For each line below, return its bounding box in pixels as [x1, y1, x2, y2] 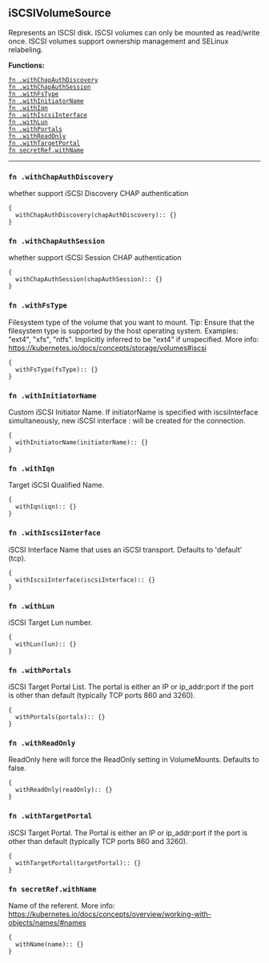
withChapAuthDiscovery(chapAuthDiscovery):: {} [15, 211, 178, 219]
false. [8, 763, 26, 773]
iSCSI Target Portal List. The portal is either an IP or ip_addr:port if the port [8, 682, 254, 692]
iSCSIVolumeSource [8, 6, 111, 20]
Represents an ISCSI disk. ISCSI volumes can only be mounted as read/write [8, 27, 260, 37]
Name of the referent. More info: [8, 901, 115, 911]
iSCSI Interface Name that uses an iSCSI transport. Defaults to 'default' [8, 545, 243, 554]
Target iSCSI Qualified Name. [8, 480, 105, 490]
